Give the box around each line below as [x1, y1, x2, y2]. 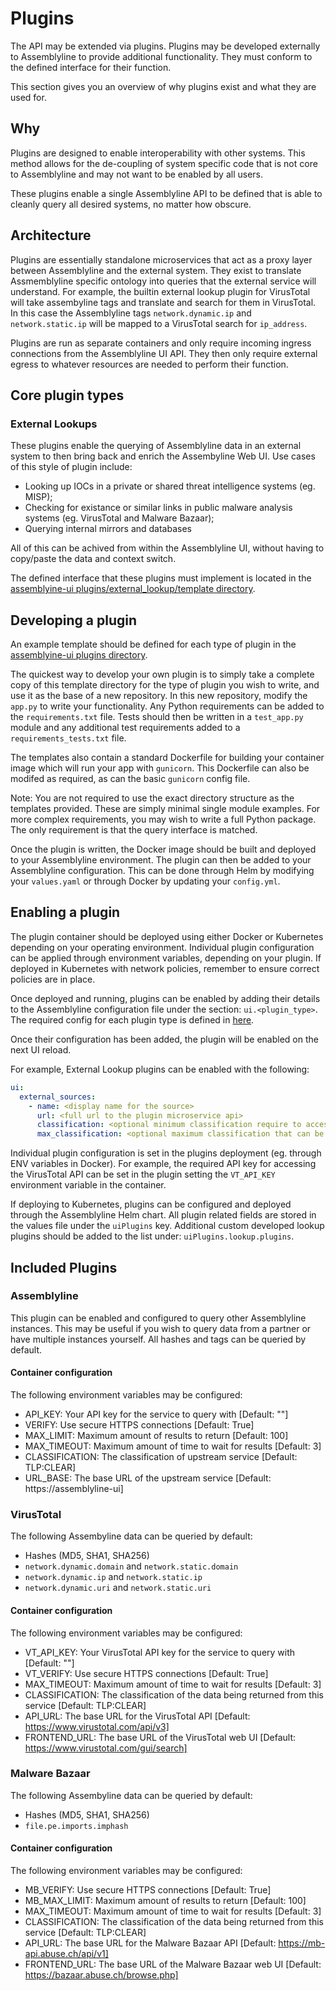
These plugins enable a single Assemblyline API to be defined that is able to [10, 187, 323, 199]
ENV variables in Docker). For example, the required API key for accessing [10, 1158, 317, 1170]
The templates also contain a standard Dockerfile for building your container [10, 752, 325, 764]
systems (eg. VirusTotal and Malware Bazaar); [24, 512, 215, 524]
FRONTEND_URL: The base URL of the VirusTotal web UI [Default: [24, 1731, 297, 1743]
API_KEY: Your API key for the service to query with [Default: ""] [24, 1408, 289, 1421]
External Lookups [10, 417, 98, 431]
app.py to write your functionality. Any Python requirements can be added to [10, 700, 325, 712]
